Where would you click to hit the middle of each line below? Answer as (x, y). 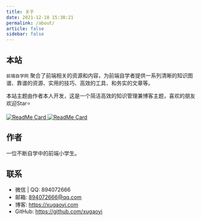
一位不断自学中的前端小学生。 (43, 153)
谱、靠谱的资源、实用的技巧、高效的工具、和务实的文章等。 (80, 83)
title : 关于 (20, 12)
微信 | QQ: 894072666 (43, 189)
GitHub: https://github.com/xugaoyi (59, 211)
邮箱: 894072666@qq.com (48, 197)
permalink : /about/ (31, 23)
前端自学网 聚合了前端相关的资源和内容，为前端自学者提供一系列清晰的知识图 (100, 75)
